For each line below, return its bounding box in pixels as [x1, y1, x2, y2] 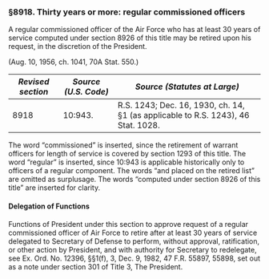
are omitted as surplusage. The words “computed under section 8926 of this [8, 175, 261, 184]
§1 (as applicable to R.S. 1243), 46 [117, 110, 250, 121]
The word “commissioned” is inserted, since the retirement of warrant [8, 140, 239, 150]
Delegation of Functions [8, 201, 90, 211]
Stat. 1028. [117, 119, 160, 131]
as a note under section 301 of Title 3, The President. [8, 261, 183, 271]
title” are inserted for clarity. [8, 183, 101, 192]
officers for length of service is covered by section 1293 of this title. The [8, 149, 247, 159]
